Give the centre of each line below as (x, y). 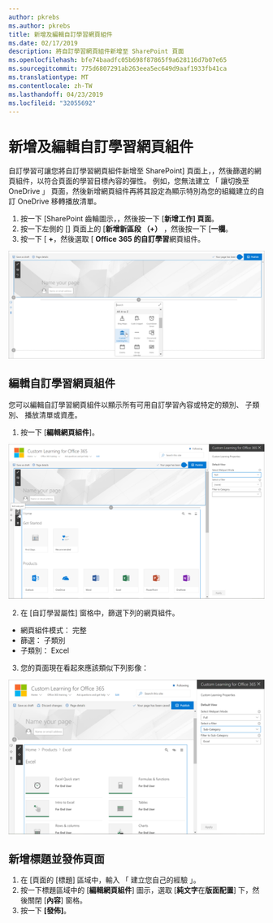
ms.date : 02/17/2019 (43, 43)
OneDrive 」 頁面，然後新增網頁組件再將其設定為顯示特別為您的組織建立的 (133, 191)
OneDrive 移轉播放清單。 (59, 201)
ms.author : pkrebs (39, 26)
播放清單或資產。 (53, 414)
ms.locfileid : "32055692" (52, 103)
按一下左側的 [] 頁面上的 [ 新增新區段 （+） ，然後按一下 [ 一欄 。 (126, 229)
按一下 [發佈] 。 (45, 911)
